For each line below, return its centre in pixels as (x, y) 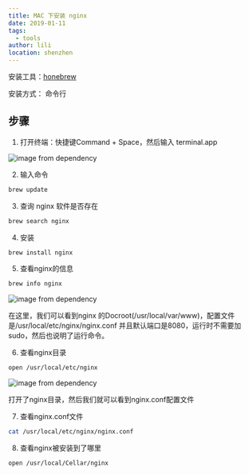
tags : (17, 30)
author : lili (30, 46)
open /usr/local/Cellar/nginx (59, 463)
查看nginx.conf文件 (51, 417)
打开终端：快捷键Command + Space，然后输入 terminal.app (119, 142)
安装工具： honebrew (43, 76)
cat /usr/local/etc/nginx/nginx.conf (71, 432)
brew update (28, 190)
